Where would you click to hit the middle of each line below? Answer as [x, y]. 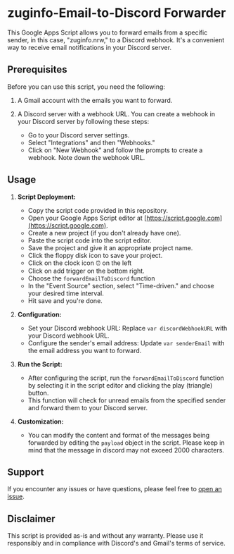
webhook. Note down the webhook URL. [86, 157]
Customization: [40, 421]
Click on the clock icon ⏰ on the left [80, 263]
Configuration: [39, 314]
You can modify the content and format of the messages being [118, 435]
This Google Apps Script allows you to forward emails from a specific [108, 32]
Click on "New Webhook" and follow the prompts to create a [115, 150]
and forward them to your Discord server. [88, 407]
